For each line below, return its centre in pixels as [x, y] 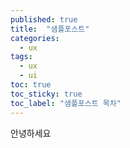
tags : [21, 57]
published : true [44, 19]
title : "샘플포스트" [50, 29]
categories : [35, 38]
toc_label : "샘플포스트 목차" [66, 103]
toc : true [31, 85]
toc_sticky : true [46, 94]
